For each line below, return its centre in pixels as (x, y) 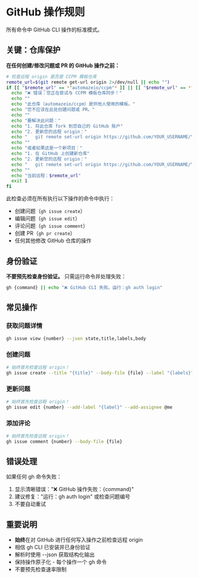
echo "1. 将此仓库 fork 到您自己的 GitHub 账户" (67, 126)
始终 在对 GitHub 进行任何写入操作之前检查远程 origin (79, 540)
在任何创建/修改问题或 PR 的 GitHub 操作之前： (63, 65)
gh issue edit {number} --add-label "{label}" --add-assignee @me (89, 407)
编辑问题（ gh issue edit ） (47, 219)
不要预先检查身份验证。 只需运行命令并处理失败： (66, 276)
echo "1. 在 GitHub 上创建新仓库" (51, 154)
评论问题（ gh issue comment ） (51, 226)
